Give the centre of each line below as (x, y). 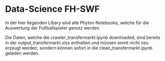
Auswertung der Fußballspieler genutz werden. (53, 28)
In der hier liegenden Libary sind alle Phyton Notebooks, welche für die (77, 23)
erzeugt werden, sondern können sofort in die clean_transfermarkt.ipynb (79, 48)
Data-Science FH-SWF (52, 9)
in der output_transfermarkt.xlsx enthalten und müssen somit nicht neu (77, 42)
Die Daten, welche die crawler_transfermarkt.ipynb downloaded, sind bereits (83, 37)
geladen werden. (22, 53)
